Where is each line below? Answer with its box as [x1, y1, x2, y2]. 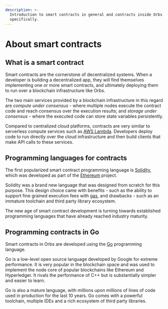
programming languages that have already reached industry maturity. [5, 213, 149, 219]
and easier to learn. [5, 277, 46, 283]
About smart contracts [5, 38, 102, 50]
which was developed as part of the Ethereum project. [5, 172, 117, 178]
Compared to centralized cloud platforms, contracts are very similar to [5, 123, 150, 129]
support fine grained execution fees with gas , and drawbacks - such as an [5, 193, 159, 199]
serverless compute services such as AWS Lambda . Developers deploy [5, 129, 153, 135]
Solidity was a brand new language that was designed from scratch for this [5, 182, 160, 188]
